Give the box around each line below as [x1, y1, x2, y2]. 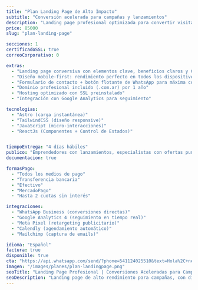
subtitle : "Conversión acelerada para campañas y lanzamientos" [6, 14, 167, 20]
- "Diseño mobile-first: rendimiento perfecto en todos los [11, 74, 162, 80]
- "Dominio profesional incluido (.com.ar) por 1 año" [11, 85, 149, 91]
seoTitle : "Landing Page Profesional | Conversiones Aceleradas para [6, 269, 181, 275]
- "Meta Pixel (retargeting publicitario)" [11, 220, 120, 226]
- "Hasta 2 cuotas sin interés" [11, 193, 91, 199]
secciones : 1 [6, 41, 38, 47]
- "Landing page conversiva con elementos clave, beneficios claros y [11, 68, 189, 74]
